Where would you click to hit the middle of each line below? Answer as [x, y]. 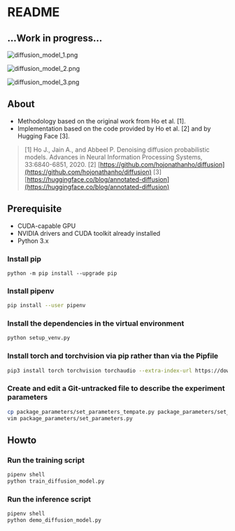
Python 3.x [33, 241]
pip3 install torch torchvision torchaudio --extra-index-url [100, 370]
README [34, 12]
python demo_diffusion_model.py [54, 520]
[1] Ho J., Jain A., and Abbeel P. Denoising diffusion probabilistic [117, 149]
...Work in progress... [55, 38]
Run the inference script [49, 499]
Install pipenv [31, 290]
